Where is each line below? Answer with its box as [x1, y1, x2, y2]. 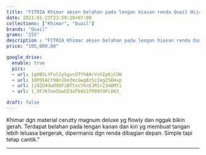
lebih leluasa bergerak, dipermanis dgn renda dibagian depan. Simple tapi [6, 129, 193, 137]
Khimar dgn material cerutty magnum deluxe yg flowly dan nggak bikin [6, 116, 185, 123]
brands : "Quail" [6, 26, 48, 32]
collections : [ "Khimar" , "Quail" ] [6, 20, 95, 26]
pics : [12, 66, 26, 72]
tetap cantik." [6, 135, 40, 143]
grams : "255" [6, 32, 40, 38]
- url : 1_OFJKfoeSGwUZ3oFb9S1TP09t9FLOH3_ [12, 88, 122, 95]
